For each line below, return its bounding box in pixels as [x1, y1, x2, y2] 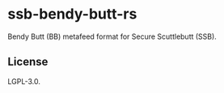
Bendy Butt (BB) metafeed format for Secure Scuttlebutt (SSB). [7, 32, 218, 41]
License [7, 55, 49, 69]
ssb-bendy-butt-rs [7, 5, 137, 23]
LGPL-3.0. [7, 76, 41, 86]
